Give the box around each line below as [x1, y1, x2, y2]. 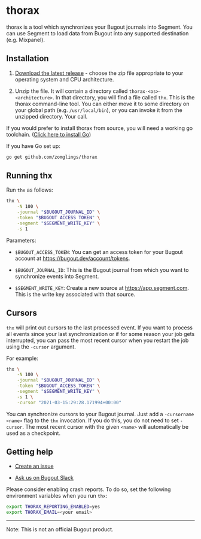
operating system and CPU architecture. [14, 75, 114, 83]
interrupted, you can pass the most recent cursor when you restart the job [6, 337, 189, 344]
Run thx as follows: [6, 186, 54, 193]
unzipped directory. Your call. [14, 113, 88, 120]
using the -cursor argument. [6, 343, 76, 350]
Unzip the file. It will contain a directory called [14, 87, 128, 95]
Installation [6, 53, 49, 63]
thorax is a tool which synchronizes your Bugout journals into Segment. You [6, 23, 193, 31]
